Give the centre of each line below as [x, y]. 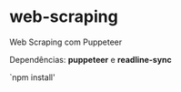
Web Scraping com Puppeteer [66, 42]
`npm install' [33, 77]
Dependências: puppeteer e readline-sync [91, 59]
